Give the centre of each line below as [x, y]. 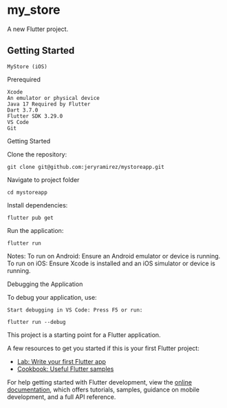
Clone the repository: [37, 154]
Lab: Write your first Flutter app [62, 361]
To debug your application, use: [52, 297]
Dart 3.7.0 [23, 110]
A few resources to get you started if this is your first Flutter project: [103, 348]
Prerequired [24, 79]
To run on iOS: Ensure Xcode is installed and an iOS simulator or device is [111, 263]
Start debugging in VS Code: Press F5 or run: [75, 310]
